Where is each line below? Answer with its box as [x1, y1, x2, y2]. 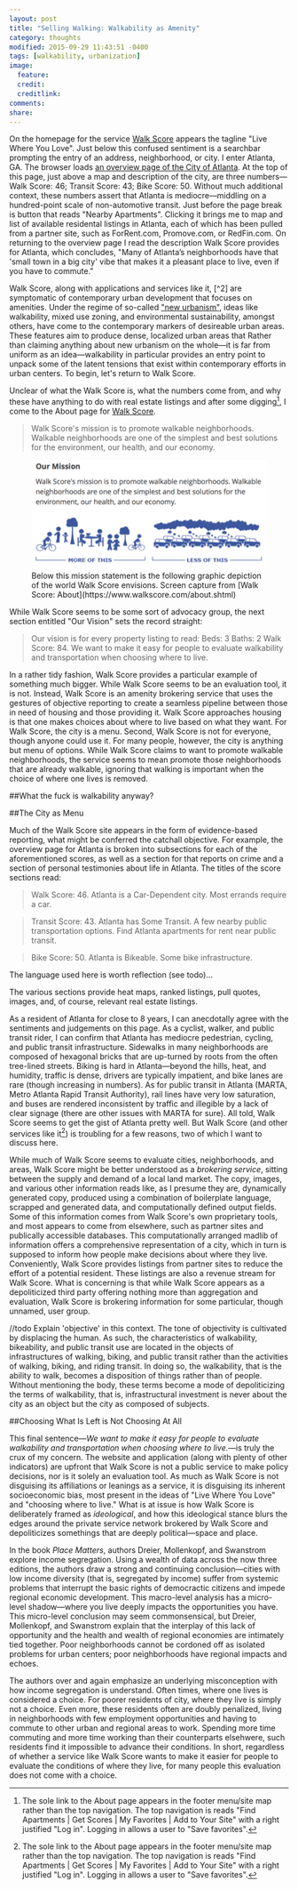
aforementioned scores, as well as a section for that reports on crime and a [9, 853, 284, 864]
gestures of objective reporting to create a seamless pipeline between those [9, 697, 288, 708]
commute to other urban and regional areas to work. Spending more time [9, 1723, 277, 1733]
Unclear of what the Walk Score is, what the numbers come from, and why [9, 385, 282, 396]
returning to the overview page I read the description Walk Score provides [9, 237, 279, 248]
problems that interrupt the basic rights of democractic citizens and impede [9, 1583, 286, 1594]
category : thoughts [9, 33, 82, 42]
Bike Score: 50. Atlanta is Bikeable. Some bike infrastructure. [30, 952, 253, 962]
